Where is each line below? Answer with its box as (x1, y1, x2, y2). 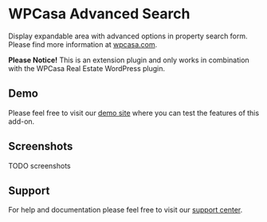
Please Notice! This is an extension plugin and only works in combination (8, 55, 249, 65)
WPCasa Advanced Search (8, 5, 190, 23)
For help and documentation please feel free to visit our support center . (8, 205, 243, 215)
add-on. (8, 117, 35, 126)
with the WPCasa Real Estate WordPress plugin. (8, 63, 166, 73)
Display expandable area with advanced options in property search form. (8, 31, 249, 41)
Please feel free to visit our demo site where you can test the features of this (8, 108, 260, 117)
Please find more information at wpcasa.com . (8, 39, 158, 49)
